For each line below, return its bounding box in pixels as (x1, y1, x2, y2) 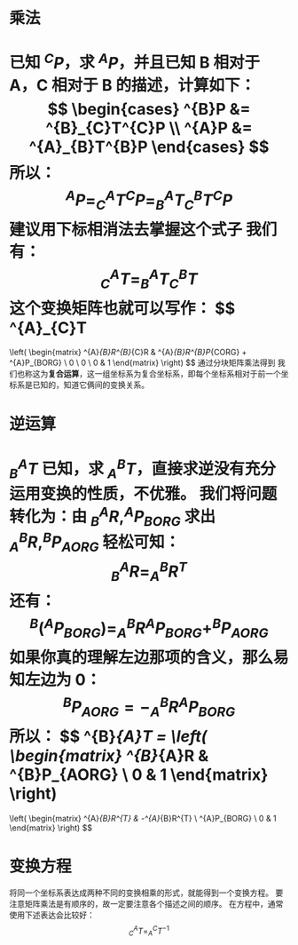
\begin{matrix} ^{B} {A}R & (9, 746, 209, 766)
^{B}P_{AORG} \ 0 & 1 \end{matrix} (9, 765, 269, 785)
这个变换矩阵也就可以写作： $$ (9, 298, 236, 318)
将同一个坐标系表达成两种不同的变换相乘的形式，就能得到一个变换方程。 (9, 887, 273, 898)
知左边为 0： (9, 670, 102, 690)
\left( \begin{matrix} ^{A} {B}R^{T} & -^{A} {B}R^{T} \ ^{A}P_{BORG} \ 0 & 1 (9, 813, 277, 823)
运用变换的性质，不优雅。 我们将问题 (9, 483, 278, 504)
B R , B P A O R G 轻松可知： (19, 528, 181, 555)
